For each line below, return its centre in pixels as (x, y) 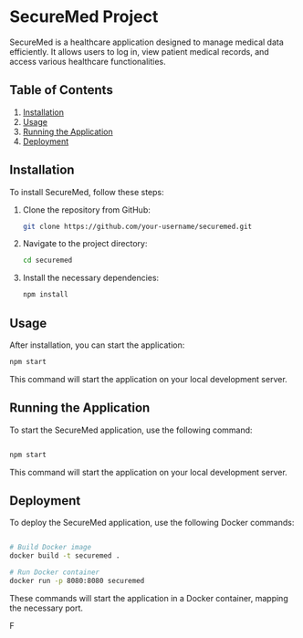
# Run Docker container (55, 572)
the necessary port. (47, 608)
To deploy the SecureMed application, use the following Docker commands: (152, 523)
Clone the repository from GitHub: (86, 209)
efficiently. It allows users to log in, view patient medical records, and (139, 51)
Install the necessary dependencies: (91, 278)
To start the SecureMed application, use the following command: (131, 430)
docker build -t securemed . (65, 556)
